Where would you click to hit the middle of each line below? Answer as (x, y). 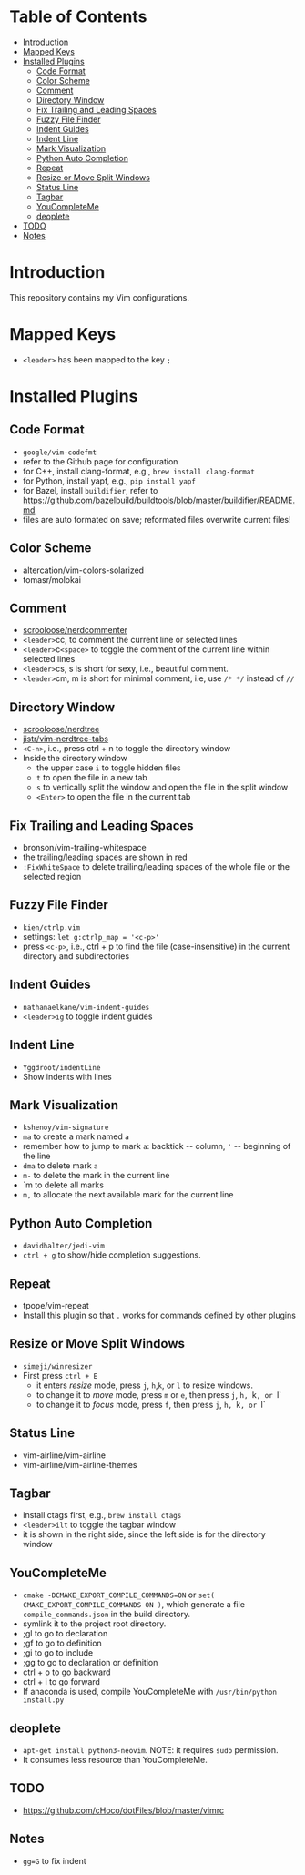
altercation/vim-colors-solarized (83, 570)
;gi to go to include (58, 1653)
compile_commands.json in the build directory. (107, 1615)
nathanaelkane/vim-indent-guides (86, 1007)
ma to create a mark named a (76, 1136)
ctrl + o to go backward (66, 1672)
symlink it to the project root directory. (94, 1624)
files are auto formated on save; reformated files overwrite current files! (157, 519)
